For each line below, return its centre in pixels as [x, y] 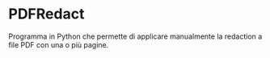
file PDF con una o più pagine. [59, 44]
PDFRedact [46, 14]
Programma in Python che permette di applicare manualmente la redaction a [135, 36]
